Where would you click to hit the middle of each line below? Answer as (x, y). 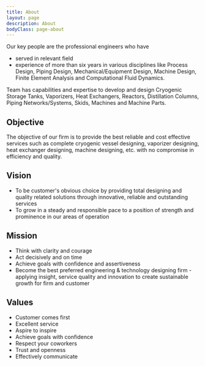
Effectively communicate (47, 356)
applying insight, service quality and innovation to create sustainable (102, 276)
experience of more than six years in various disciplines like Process (101, 65)
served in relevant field (44, 58)
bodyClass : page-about (35, 29)
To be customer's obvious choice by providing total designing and (99, 190)
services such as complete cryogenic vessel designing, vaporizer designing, (103, 143)
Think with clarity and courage (54, 250)
